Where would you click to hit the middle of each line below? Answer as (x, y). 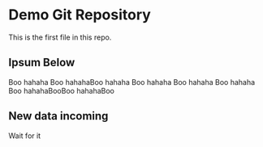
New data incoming (58, 116)
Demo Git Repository (80, 15)
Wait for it (25, 136)
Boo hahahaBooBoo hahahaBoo (62, 90)
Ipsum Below (42, 63)
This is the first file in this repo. (60, 37)
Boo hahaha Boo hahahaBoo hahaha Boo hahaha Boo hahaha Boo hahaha (132, 82)
